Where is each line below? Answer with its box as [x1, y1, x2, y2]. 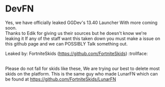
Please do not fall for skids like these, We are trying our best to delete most [5, 65, 160, 71]
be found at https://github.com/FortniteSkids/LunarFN [5, 76, 116, 82]
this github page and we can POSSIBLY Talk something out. [5, 40, 128, 46]
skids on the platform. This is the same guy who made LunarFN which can [5, 70, 158, 76]
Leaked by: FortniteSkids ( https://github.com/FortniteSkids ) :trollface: [5, 50, 148, 56]
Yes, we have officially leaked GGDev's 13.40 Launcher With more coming [5, 19, 157, 25]
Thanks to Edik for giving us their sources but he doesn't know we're [5, 30, 147, 36]
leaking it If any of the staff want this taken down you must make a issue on [5, 35, 160, 41]
